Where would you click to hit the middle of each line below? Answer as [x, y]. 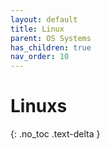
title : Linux [37, 29]
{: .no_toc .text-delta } [55, 134]
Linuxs [39, 106]
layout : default [44, 19]
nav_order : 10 [40, 57]
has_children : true [51, 47]
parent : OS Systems [51, 38]
